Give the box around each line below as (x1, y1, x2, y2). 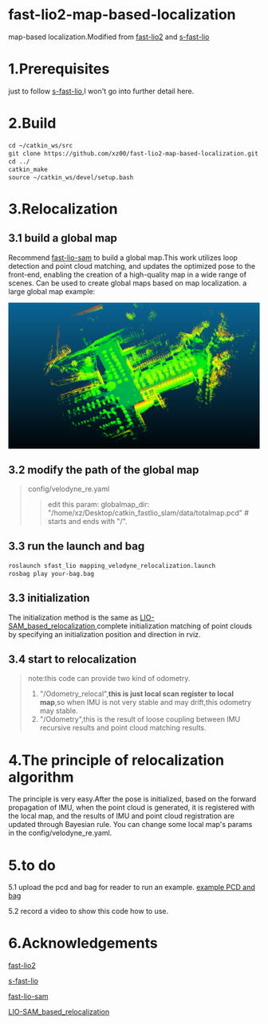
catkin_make (8, 165, 48, 173)
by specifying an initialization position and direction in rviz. (8, 629, 201, 639)
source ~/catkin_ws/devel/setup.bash (8, 173, 134, 181)
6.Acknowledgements (8, 935, 158, 952)
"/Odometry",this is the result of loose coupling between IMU (39, 715, 241, 724)
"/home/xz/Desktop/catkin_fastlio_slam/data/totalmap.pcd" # (47, 508, 250, 518)
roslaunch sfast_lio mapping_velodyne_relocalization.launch (8, 561, 216, 569)
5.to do (8, 856, 56, 874)
